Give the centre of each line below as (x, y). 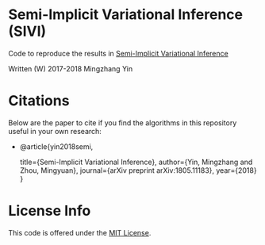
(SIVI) (27, 31)
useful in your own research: (55, 131)
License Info (50, 211)
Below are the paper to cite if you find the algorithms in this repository (123, 122)
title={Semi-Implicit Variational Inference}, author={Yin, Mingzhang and (136, 162)
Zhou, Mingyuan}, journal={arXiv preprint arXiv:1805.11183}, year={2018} (138, 170)
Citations (39, 101)
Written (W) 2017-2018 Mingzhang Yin (71, 68)
